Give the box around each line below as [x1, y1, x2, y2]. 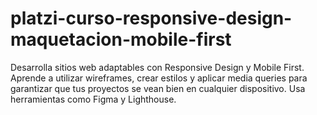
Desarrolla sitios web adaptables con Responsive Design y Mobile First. [10, 61, 305, 73]
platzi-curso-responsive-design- [10, 7, 293, 30]
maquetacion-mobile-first [10, 28, 232, 51]
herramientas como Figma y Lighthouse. [10, 93, 177, 105]
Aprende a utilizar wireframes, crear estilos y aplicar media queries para [10, 72, 308, 84]
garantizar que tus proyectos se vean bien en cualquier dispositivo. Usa [10, 82, 306, 94]
